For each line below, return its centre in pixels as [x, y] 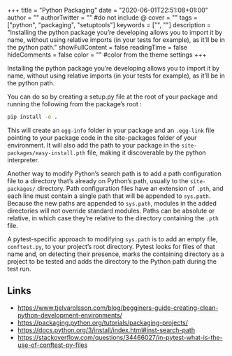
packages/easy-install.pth [46, 153]
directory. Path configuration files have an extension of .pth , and [130, 188]
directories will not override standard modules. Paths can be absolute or [111, 211]
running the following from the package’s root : [74, 104]
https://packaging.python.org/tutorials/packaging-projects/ [103, 322]
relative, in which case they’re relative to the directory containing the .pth [113, 218]
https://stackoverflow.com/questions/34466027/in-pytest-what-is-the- [120, 337]
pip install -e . [32, 117]
